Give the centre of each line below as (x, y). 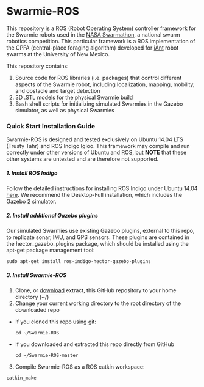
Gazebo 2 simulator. (31, 201)
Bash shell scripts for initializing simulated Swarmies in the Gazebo (99, 104)
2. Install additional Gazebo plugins (52, 215)
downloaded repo (37, 310)
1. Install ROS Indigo (32, 173)
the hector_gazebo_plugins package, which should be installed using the (97, 244)
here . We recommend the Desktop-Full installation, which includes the (94, 195)
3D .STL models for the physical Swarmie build (74, 97)
